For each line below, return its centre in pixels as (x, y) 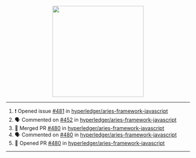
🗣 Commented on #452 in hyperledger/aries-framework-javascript (95, 120)
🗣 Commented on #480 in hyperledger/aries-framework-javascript (95, 135)
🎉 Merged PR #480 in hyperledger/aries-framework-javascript (89, 128)
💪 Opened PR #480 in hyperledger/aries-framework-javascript (90, 143)
